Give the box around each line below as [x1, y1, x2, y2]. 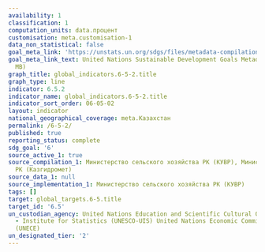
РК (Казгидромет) [15, 166, 73, 174]
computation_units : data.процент [8, 26, 118, 34]
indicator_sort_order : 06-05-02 [8, 100, 114, 107]
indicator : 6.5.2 [8, 85, 65, 93]
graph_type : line [8, 77, 65, 85]
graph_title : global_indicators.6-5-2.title [8, 70, 157, 78]
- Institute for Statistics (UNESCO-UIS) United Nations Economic [15, 217, 238, 225]
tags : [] [8, 187, 37, 196]
